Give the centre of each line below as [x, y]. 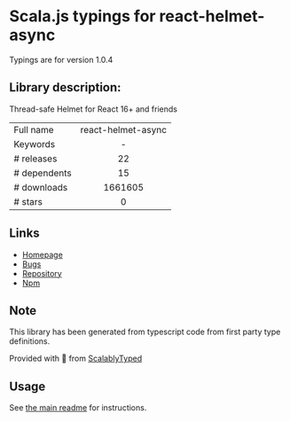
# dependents [43, 173]
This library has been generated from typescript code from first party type [145, 332]
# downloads [41, 187]
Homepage [43, 254]
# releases [35, 159]
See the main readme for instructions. [78, 408]
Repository [42, 273]
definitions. [30, 341]
